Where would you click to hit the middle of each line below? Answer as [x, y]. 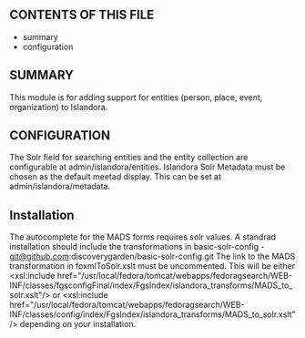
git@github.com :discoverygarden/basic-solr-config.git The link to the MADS [152, 256]
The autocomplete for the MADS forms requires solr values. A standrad [142, 237]
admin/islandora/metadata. [60, 187]
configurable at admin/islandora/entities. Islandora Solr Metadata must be [147, 167]
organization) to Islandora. [59, 107]
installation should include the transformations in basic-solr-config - [137, 247]
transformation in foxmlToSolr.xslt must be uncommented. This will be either [152, 266]
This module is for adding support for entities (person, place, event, [136, 97]
